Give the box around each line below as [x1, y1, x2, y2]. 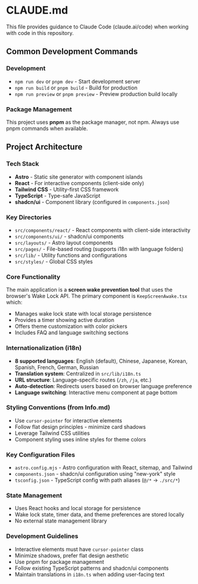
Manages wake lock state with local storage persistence [14, 310, 152, 317]
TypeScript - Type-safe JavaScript [14, 192, 100, 199]
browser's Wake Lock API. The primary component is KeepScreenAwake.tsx [6, 292, 188, 299]
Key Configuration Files [6, 450, 76, 459]
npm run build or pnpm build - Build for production [14, 84, 138, 91]
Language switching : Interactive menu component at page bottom [14, 389, 178, 396]
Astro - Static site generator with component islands [14, 173, 143, 180]
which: [6, 299, 22, 306]
